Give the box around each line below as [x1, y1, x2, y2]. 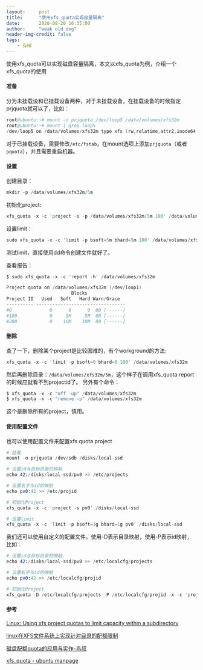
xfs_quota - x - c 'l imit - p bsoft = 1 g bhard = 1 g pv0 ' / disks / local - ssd [6, 521, 182, 528]
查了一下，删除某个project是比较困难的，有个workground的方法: [6, 347, 167, 354]
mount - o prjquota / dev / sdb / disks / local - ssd [6, 455, 123, 461]
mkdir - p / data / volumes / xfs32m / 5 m [6, 189, 94, 195]
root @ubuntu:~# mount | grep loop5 [6, 122, 96, 129]
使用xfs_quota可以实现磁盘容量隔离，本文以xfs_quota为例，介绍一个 [6, 60, 177, 67]
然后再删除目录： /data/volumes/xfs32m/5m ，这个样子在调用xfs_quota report [6, 370, 195, 378]
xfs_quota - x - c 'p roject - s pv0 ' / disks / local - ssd [6, 504, 139, 511]
